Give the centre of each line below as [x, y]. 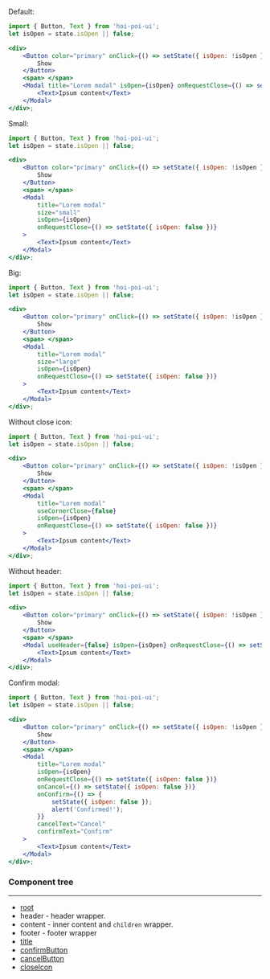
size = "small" [59, 212]
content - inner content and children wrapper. [96, 924]
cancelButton [42, 958]
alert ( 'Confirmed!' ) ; [88, 809]
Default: [21, 12]
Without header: [35, 571]
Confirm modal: [34, 683]
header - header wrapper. [63, 916]
